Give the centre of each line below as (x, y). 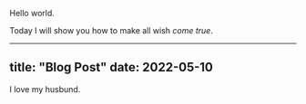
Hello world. (32, 13)
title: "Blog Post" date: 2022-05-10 (112, 67)
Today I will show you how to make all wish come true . (112, 30)
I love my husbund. (45, 89)
